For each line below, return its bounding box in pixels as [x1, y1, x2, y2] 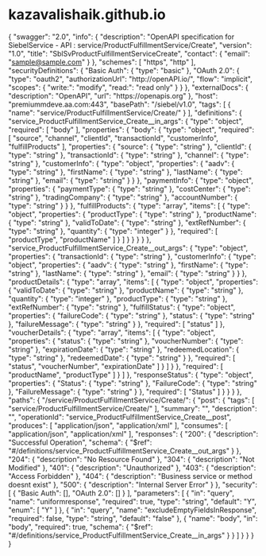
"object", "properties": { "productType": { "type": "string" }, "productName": [8, 209, 256, 219]
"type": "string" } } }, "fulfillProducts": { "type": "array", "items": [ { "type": [8, 200, 251, 210]
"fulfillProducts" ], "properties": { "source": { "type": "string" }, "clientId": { [8, 142, 252, 151]
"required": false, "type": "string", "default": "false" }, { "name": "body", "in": [8, 513, 258, 523]
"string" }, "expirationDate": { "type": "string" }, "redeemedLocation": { [8, 344, 240, 354]
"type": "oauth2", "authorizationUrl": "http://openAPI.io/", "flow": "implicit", [8, 74, 253, 84]
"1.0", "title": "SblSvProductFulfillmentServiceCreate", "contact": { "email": [8, 49, 250, 58]
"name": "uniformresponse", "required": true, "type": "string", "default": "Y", [8, 496, 256, 506]
